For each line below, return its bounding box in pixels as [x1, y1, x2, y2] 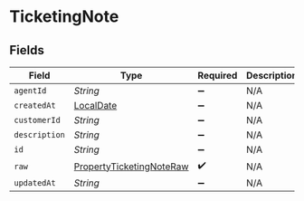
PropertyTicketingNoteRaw [73, 160, 189, 173]
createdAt [14, 100, 56, 110]
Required [197, 70, 238, 81]
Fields [9, 43, 45, 58]
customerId [14, 115, 61, 125]
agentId [14, 86, 47, 96]
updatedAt [14, 178, 56, 187]
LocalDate [73, 100, 118, 111]
